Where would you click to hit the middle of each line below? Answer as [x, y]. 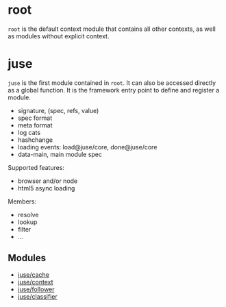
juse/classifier [37, 296]
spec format [35, 118]
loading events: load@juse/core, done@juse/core [87, 147]
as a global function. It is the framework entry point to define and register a [114, 90]
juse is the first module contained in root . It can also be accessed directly [112, 83]
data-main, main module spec [60, 154]
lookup [27, 222]
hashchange [35, 140]
